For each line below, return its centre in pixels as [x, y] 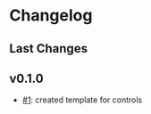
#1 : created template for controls [82, 100]
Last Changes [48, 49]
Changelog [51, 16]
